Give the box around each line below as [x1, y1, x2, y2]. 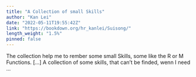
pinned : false [6, 36, 42, 42]
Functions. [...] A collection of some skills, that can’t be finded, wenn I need [6, 59, 191, 66]
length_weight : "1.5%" [6, 31, 62, 37]
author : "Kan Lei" [6, 14, 52, 20]
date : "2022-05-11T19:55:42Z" [6, 20, 81, 25]
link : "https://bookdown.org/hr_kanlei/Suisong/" [6, 25, 132, 31]
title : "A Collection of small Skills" [6, 8, 105, 15]
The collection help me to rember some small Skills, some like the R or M [6, 53, 184, 59]
